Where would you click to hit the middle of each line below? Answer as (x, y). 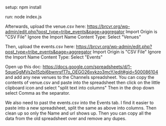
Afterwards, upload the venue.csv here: (46, 26)
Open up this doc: (24, 67)
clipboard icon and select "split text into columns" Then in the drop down (80, 88)
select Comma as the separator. (38, 93)
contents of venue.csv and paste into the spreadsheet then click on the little (83, 82)
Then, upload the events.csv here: (40, 46)
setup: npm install (23, 7)
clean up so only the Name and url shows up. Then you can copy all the (78, 113)
